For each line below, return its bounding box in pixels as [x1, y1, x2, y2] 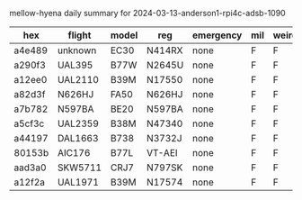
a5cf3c [13, 117, 45, 130]
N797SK [147, 161, 183, 174]
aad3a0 [13, 161, 47, 174]
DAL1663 [57, 132, 99, 144]
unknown [57, 44, 97, 57]
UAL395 [57, 59, 93, 71]
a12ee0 [13, 74, 48, 86]
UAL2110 [57, 74, 99, 86]
